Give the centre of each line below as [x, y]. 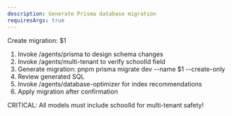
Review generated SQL [51, 76]
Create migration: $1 [37, 40]
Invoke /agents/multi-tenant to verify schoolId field [92, 61]
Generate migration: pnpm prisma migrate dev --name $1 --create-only [121, 69]
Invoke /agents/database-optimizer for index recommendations [110, 84]
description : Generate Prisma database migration [82, 14]
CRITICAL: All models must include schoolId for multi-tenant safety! [105, 105]
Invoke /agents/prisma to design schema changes [91, 54]
